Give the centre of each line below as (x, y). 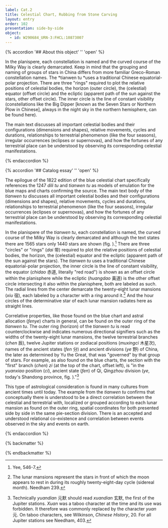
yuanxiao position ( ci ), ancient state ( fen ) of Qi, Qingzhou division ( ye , (77, 371)
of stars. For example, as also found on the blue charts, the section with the (83, 360)
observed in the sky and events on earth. (47, 423)
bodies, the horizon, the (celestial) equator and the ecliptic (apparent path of (84, 255)
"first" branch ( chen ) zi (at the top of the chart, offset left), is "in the (75, 365)
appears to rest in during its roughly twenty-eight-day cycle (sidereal (83, 482)
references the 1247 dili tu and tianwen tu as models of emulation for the (80, 185)
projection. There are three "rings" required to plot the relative (81, 82)
